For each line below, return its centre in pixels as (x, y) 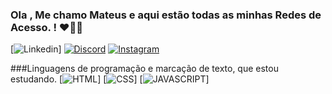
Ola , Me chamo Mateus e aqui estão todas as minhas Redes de (166, 15)
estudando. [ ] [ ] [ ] (110, 79)
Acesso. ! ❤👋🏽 (47, 27)
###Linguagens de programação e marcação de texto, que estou (144, 69)
